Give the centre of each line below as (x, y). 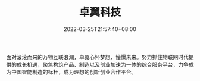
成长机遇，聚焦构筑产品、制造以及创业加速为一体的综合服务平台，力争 (102, 64)
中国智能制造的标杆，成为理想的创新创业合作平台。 (74, 71)
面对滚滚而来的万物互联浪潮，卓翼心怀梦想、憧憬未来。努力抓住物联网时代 (97, 57)
